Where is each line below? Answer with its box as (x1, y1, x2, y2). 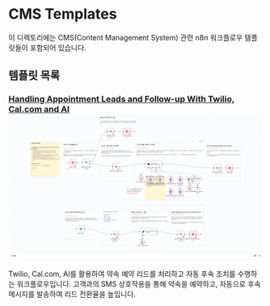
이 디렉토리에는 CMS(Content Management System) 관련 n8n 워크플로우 (8, 32, 243, 42)
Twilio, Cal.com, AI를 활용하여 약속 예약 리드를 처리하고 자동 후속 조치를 (8, 269, 236, 279)
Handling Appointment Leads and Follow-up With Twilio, (8, 94, 235, 105)
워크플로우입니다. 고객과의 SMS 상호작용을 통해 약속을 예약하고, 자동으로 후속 (16, 279, 261, 289)
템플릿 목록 (8, 69, 61, 83)
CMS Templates (8, 5, 117, 23)
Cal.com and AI (8, 104, 70, 115)
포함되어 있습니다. (29, 42, 86, 53)
